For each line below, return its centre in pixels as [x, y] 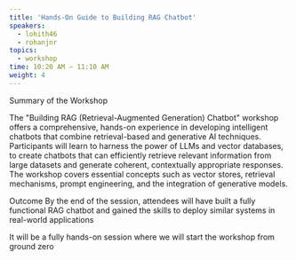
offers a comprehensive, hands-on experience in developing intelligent [139, 127]
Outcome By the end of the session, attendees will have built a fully [132, 201]
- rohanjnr [37, 42]
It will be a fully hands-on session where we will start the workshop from [142, 237]
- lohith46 [37, 34]
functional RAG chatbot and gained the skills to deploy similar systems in [142, 210]
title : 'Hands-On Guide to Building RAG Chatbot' [103, 17]
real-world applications [52, 219]
